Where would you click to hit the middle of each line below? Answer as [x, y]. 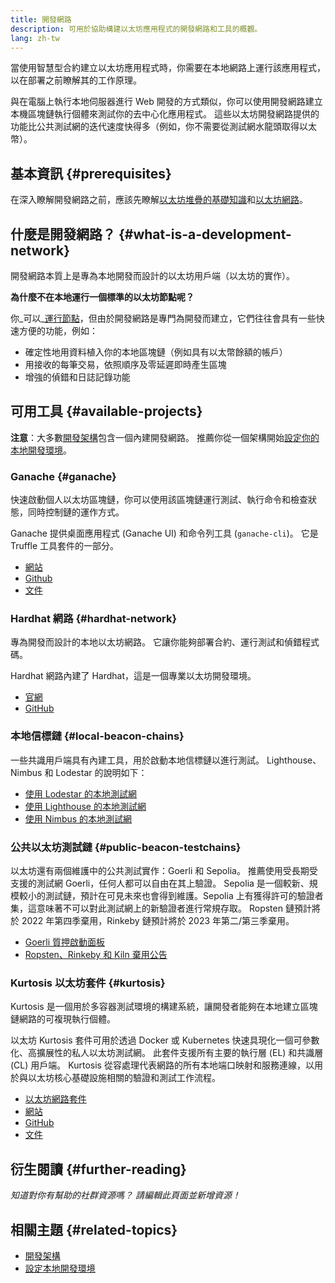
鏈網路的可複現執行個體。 [63, 1019]
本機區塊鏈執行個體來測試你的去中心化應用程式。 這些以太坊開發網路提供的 [165, 114]
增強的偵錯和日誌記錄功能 [77, 377]
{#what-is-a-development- [205, 234]
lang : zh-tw [35, 38]
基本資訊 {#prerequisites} [91, 173]
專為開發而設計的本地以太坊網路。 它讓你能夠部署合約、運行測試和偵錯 [156, 642]
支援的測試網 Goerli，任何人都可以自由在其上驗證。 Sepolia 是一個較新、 [160, 883]
